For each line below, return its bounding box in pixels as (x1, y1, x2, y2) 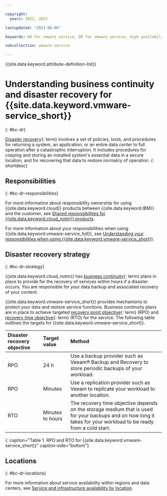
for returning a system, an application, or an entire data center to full (5, 142, 145, 148)
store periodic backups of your (70, 365, 143, 372)
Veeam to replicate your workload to (70, 385, 155, 392)
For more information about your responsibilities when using (5, 225, 129, 231)
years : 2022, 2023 (9, 16, 48, 21)
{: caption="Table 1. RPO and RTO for (5, 437, 82, 443)
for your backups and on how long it (70, 412, 155, 419)
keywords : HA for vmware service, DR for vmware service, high (5, 34, 139, 39)
